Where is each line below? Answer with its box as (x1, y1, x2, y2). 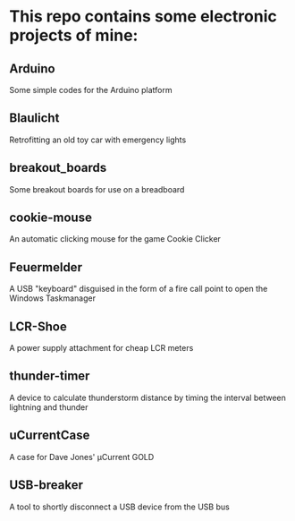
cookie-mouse (9, 210, 92, 226)
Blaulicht (9, 110, 60, 126)
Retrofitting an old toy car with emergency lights (9, 134, 187, 145)
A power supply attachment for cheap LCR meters (9, 343, 194, 354)
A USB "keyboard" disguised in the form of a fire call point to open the (9, 284, 268, 295)
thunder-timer (9, 369, 90, 384)
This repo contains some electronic (9, 6, 277, 27)
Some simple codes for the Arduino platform (9, 85, 173, 95)
